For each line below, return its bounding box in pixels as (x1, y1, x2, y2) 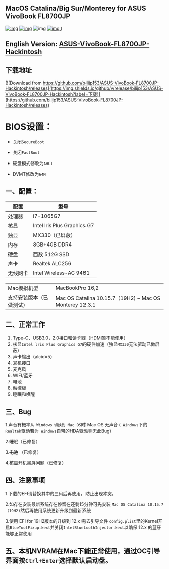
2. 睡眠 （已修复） (5, 439, 40, 445)
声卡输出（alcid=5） (12, 353, 55, 359)
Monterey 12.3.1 (55, 301, 96, 308)
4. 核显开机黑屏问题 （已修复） (5, 460, 67, 466)
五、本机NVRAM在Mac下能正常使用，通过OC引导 (5, 547, 160, 555)
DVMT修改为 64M (12, 171, 46, 177)
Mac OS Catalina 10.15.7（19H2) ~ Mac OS (55, 294, 161, 301)
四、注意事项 (5, 476, 45, 484)
